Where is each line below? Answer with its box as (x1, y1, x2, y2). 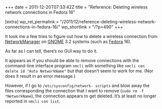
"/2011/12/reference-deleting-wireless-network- (60, 19, 157, 24)
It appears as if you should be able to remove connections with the (5, 58, 139, 63)
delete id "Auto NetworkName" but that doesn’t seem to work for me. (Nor (5, 68, 154, 74)
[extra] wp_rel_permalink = (5, 19, 60, 24)
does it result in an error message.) (5, 73, 76, 79)
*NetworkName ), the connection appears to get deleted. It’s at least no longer (5, 93, 157, 99)
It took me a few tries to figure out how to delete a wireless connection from (5, 34, 158, 39)
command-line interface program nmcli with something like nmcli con (5, 63, 145, 68)
